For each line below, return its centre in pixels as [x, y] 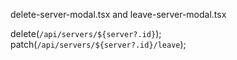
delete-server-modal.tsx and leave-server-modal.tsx [118, 14]
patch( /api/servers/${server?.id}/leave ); [98, 44]
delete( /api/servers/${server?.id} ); [86, 33]
